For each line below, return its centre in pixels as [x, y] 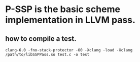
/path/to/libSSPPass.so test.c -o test [47, 54]
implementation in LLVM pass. [71, 20]
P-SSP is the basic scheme [63, 9]
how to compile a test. [41, 39]
